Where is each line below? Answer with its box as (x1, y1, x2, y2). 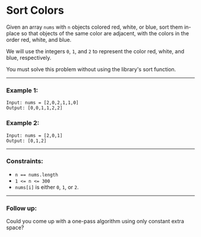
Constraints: (6, 157, 44, 165)
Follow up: (6, 204, 37, 212)
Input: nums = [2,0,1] (6, 132, 63, 138)
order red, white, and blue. (6, 36, 72, 43)
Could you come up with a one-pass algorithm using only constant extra (6, 218, 184, 225)
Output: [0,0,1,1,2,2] (6, 105, 63, 111)
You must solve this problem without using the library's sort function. (6, 65, 176, 72)
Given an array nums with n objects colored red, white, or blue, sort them (6, 23, 183, 31)
